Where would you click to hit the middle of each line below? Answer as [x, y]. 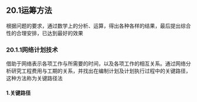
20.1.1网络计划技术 [32, 50]
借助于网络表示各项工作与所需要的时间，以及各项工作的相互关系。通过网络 [96, 64]
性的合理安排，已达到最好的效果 [45, 33]
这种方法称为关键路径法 [34, 79]
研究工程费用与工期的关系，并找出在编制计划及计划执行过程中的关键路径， [101, 71]
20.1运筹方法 [29, 11]
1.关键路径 [18, 93]
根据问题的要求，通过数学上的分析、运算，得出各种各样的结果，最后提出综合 [98, 26]
